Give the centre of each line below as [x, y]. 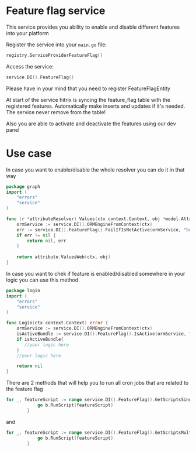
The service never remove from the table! [56, 112]
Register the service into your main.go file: [56, 44]
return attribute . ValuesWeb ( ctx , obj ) [64, 257]
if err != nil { [36, 235]
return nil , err [47, 241]
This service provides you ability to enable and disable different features [93, 27]
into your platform [27, 33]
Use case [29, 153]
